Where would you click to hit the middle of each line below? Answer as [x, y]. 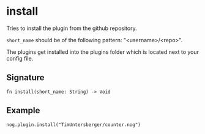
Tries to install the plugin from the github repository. [72, 28]
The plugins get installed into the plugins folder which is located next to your [103, 52]
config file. [20, 58]
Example [23, 110]
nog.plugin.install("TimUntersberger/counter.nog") [73, 125]
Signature [25, 78]
